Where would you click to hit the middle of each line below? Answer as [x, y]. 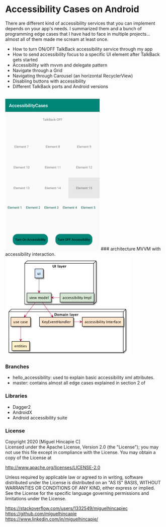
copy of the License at [28, 458]
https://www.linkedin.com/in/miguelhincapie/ [52, 519]
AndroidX [22, 412]
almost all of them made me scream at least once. [57, 39]
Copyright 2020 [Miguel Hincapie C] [43, 441]
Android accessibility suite [40, 418]
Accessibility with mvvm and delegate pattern [60, 65]
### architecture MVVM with [131, 249]
